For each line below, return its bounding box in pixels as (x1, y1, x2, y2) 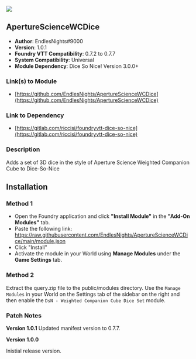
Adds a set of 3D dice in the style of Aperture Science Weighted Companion (6, 159, 190, 166)
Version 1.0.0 (6, 336, 39, 343)
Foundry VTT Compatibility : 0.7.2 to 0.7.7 (14, 50, 116, 57)
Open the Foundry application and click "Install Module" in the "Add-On (14, 213, 190, 220)
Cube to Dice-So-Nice (6, 165, 60, 172)
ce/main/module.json (14, 238, 66, 245)
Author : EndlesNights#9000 (14, 37, 83, 45)
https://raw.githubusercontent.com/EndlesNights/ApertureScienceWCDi (14, 231, 188, 238)
